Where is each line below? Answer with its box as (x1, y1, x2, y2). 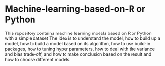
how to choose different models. (5, 56, 71, 62)
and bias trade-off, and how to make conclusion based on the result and (5, 51, 152, 57)
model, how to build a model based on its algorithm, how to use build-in (5, 40, 151, 46)
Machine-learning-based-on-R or (5, 3, 146, 15)
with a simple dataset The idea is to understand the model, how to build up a (5, 35, 160, 41)
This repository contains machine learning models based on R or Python (5, 30, 152, 36)
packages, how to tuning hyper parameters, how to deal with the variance (5, 46, 155, 52)
